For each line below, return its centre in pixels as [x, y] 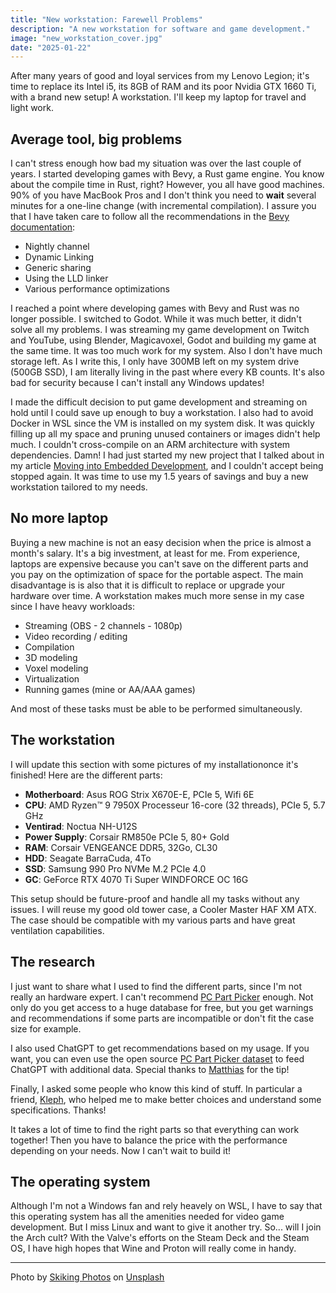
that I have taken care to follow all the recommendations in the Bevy [150, 217]
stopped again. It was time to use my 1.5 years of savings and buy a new [159, 477]
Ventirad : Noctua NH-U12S [81, 826]
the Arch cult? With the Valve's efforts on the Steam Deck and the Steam [160, 1238]
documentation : [43, 227]
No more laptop [59, 518]
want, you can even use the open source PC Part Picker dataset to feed [157, 1058]
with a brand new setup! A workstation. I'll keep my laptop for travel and [158, 97]
